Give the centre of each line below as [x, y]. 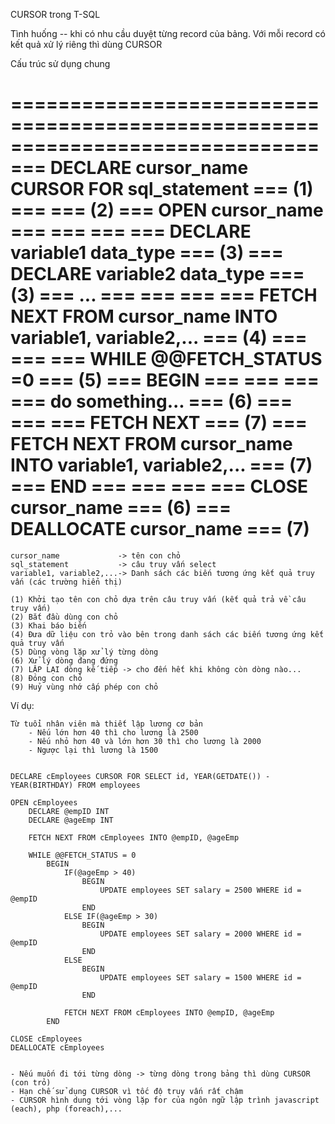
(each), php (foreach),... [66, 1109]
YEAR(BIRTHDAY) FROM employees [75, 785]
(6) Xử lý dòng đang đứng [64, 660]
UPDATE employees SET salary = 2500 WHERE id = [200, 890]
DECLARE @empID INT [69, 811]
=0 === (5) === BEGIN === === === [165, 380]
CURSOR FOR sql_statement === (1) [162, 189]
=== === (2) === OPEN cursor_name [167, 210]
